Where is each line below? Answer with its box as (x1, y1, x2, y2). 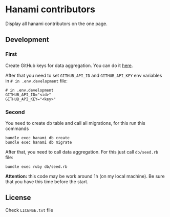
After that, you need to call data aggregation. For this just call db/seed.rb (5, 148, 159, 155)
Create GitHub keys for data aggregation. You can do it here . (5, 62, 133, 69)
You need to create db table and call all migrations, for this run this (5, 120, 145, 126)
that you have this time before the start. (5, 178, 89, 185)
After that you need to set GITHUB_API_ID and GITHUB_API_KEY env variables (5, 72, 162, 78)
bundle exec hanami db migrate (5, 140, 72, 145)
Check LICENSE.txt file (5, 207, 54, 213)
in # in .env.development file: (5, 78, 68, 84)
